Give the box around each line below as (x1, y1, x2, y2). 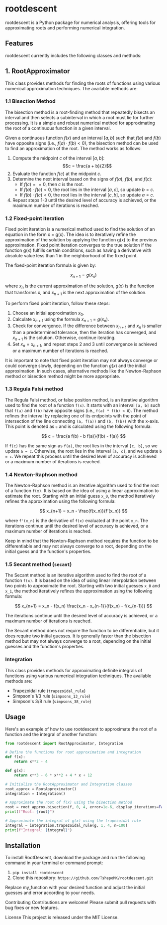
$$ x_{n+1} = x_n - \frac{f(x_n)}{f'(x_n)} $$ (39, 508, 128, 514)
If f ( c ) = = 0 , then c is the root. (19, 181, 84, 187)
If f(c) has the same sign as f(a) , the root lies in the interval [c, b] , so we (5, 442, 158, 449)
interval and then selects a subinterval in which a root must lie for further (5, 114, 154, 120)
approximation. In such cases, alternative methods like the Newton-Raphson (5, 368, 162, 374)
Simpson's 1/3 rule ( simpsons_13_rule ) (12, 693, 90, 699)
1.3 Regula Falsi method (5, 385, 64, 392)
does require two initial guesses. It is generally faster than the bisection (5, 633, 152, 639)
